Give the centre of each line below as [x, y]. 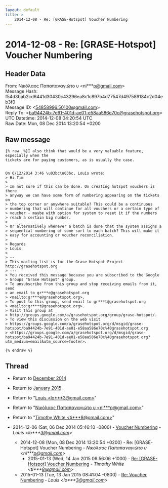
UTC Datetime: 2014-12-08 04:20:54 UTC [49, 118]
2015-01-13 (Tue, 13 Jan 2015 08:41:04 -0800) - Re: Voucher [83, 475]
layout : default [22, 10]
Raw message [28, 139]
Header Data [26, 74]
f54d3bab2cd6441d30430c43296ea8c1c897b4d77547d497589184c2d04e [84, 97]
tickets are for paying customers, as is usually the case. [70, 160]
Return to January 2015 [37, 388]
